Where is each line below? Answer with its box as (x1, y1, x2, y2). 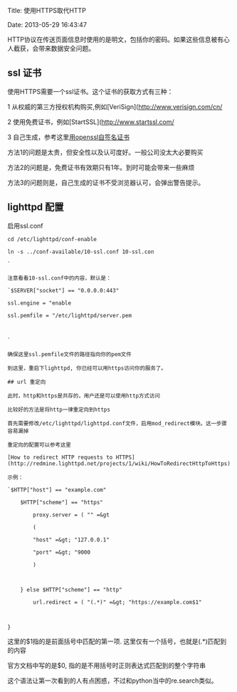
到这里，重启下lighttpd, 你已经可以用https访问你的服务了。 (7, 365, 167, 372)
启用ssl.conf (7, 221, 44, 230)
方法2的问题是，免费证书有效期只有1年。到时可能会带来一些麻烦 (7, 163, 195, 171)
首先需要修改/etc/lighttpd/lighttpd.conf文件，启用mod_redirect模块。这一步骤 (7, 419, 228, 427)
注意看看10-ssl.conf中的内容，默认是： (7, 274, 112, 282)
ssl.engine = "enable (7, 299, 72, 307)
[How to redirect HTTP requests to (7, 454, 113, 461)
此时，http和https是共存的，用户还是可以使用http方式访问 (7, 392, 160, 400)
